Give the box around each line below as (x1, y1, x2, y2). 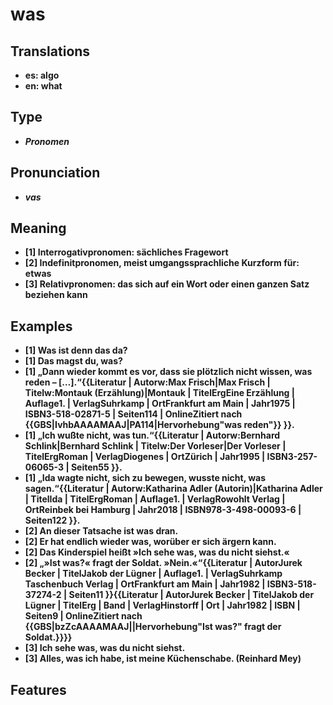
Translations (10, 43, 91, 60)
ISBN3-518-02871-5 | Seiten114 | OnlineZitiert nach (24, 408, 243, 420)
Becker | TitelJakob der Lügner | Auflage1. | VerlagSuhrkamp (24, 568, 283, 580)
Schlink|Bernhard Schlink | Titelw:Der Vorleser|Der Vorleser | (24, 440, 287, 452)
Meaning (10, 220, 67, 237)
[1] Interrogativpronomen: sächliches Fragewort (24, 246, 229, 258)
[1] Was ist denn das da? (24, 344, 128, 357)
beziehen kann (24, 289, 88, 301)
